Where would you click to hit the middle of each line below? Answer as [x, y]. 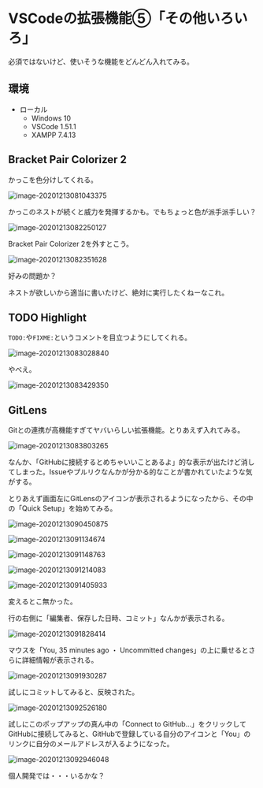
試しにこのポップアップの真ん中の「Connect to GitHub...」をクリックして [127, 724]
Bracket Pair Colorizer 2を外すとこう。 [71, 243]
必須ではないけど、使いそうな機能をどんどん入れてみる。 [101, 61]
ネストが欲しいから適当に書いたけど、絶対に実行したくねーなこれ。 [119, 292]
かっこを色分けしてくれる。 [53, 180]
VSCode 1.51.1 [54, 126]
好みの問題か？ [32, 276]
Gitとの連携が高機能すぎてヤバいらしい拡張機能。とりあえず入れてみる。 [126, 430]
